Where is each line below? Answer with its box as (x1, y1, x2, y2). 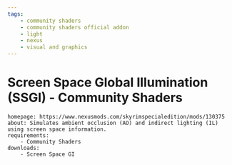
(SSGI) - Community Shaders (7, 90, 183, 106)
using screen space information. (7, 126, 107, 133)
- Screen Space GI (20, 151, 75, 158)
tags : (7, 10, 24, 18)
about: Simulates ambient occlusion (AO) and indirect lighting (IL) (7, 119, 219, 126)
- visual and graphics (20, 44, 88, 51)
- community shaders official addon (20, 24, 130, 31)
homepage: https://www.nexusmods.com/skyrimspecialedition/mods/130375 (7, 113, 225, 120)
